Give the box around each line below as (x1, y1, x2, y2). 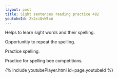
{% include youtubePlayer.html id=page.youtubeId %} (5, 67, 114, 73)
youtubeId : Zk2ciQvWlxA (5, 16, 54, 21)
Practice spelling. (5, 48, 40, 54)
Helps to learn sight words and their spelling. (5, 30, 95, 36)
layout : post (5, 7, 32, 12)
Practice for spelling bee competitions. (5, 58, 83, 64)
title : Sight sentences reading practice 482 (5, 12, 99, 17)
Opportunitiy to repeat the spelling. (5, 39, 76, 45)
